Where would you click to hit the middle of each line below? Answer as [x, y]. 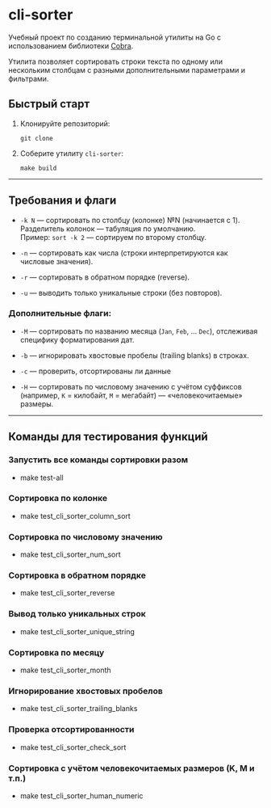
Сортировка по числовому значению [85, 537]
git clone [37, 138]
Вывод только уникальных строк [77, 614]
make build [38, 168]
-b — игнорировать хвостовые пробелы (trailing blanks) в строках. [134, 355]
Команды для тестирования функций [108, 437]
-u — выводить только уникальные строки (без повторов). [121, 292]
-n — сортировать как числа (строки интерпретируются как [124, 253]
